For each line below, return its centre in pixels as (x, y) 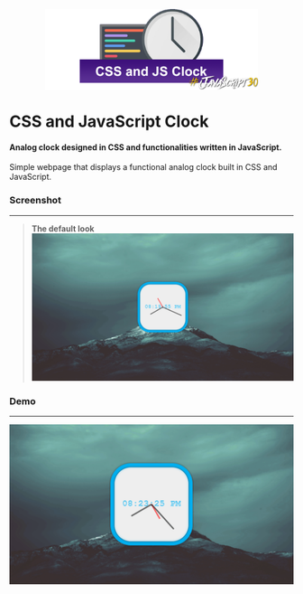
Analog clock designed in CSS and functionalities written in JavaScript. (146, 147)
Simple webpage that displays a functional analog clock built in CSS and (143, 167)
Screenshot (35, 201)
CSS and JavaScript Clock (109, 122)
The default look (63, 228)
